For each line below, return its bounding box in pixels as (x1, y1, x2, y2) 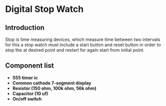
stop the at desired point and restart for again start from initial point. (5, 47, 145, 53)
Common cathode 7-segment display (12, 80, 91, 86)
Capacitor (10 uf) (12, 91, 48, 97)
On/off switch (12, 96, 42, 102)
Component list (5, 61, 54, 70)
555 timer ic (12, 75, 38, 81)
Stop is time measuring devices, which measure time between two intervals (5, 36, 161, 42)
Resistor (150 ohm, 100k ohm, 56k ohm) (12, 85, 97, 91)
